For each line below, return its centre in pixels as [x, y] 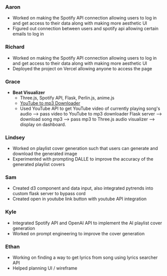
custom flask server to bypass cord [49, 194]
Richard [15, 47]
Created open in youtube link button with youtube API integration [79, 199]
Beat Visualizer [29, 92]
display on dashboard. [43, 124]
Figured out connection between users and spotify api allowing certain [86, 29]
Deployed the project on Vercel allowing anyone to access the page [82, 68]
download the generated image [45, 154]
